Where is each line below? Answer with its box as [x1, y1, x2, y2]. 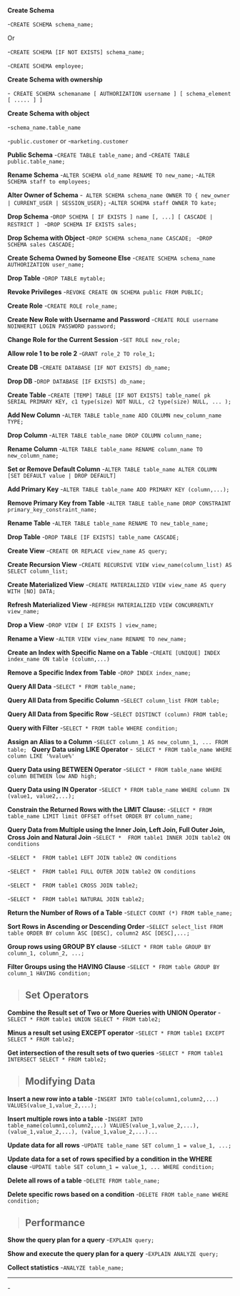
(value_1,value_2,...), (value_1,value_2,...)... [7, 1128, 159, 1135]
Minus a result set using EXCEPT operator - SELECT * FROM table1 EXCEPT [7, 1028, 225, 1037]
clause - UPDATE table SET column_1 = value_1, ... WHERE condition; [7, 1162, 215, 1170]
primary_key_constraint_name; [7, 506, 98, 513]
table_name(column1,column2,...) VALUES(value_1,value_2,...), [7, 1122, 200, 1129]
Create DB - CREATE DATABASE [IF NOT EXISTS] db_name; [7, 363, 171, 371]
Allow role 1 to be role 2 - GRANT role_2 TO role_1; [7, 349, 156, 358]
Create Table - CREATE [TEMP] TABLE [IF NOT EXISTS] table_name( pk [7, 391, 211, 399]
